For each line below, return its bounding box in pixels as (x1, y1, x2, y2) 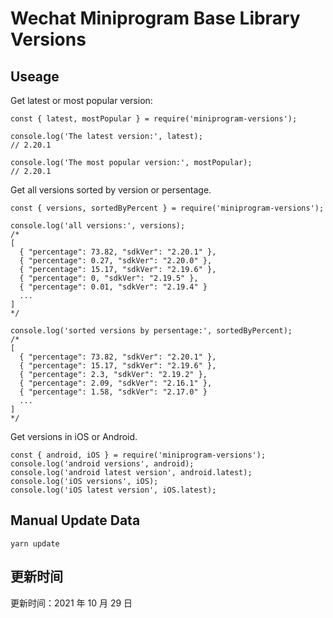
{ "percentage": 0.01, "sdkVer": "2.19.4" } (19, 282, 208, 292)
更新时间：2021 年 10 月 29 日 (10, 597, 133, 609)
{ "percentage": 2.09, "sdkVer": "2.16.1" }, (19, 378, 213, 388)
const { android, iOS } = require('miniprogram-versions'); (10, 450, 267, 460)
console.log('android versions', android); (10, 459, 195, 469)
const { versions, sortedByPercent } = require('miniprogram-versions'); (10, 203, 325, 213)
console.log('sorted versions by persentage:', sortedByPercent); (10, 326, 293, 336)
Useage (10, 68, 60, 85)
